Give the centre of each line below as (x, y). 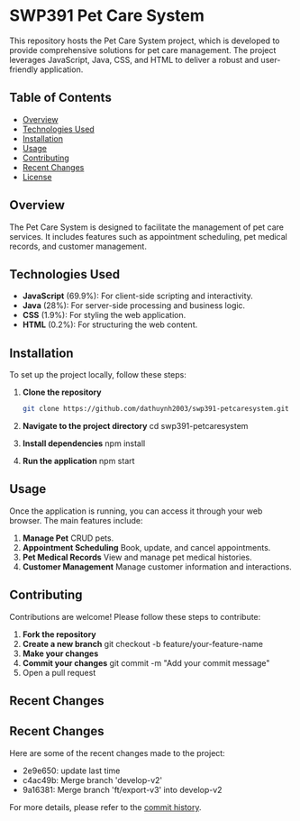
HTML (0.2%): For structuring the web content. (110, 324)
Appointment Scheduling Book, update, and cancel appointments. (146, 547)
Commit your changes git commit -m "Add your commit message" (146, 662)
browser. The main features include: (76, 520)
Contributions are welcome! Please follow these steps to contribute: (135, 616)
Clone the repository (62, 392)
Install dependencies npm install (84, 443)
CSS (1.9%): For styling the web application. (104, 315)
